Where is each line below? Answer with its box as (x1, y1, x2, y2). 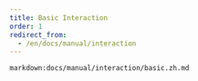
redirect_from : (9, 30, 68, 39)
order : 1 (9, 22, 43, 31)
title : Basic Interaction (9, 13, 108, 23)
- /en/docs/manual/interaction (17, 38, 137, 48)
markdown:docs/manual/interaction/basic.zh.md (9, 64, 190, 73)
